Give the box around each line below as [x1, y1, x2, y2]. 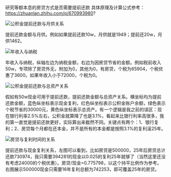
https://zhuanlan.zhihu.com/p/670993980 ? [5, 10, 96, 16]
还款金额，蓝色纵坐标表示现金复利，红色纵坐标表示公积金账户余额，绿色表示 [5, 100, 166, 106]
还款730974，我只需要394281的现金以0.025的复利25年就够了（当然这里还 [5, 154, 161, 159]
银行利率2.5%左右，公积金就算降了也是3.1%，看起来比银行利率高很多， [9, 113, 160, 119]
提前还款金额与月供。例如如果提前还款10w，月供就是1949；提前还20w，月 [5, 32, 162, 37]
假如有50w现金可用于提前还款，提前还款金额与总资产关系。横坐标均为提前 [5, 94, 162, 100]
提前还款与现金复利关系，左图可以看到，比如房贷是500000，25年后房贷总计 [5, 147, 166, 153]
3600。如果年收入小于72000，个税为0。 [14, 72, 100, 78]
